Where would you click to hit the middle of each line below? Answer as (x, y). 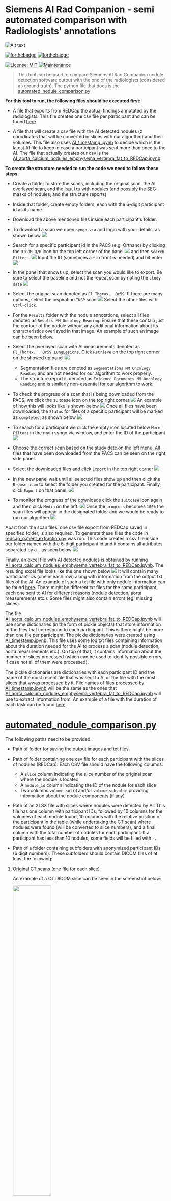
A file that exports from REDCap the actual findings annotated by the (84, 110)
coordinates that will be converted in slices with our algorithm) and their (88, 136)
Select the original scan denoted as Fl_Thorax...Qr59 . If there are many (88, 293)
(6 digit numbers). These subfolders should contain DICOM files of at (85, 853)
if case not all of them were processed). (47, 662)
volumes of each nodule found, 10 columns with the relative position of (87, 816)
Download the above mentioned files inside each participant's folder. (85, 219)
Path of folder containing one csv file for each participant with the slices (88, 759)
